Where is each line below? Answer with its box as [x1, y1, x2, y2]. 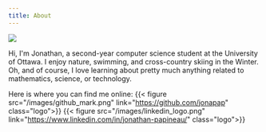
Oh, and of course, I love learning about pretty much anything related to [8, 65, 244, 75]
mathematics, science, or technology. [8, 73, 132, 83]
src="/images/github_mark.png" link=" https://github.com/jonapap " [8, 97, 229, 107]
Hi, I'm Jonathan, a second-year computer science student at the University [8, 49, 258, 58]
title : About [8, 11, 52, 20]
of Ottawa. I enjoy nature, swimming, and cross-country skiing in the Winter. [8, 56, 259, 66]
